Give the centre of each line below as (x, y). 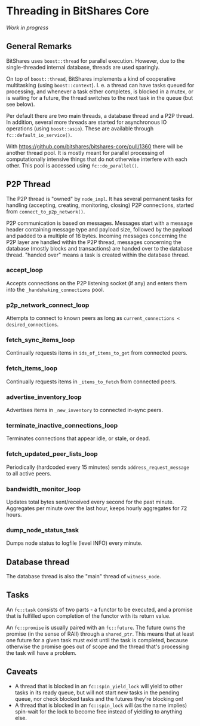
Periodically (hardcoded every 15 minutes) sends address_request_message (98, 467)
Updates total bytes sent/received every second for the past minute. (90, 502)
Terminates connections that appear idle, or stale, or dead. (78, 438)
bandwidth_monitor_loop (44, 489)
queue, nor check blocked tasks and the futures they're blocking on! (99, 698)
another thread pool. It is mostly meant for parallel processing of (85, 152)
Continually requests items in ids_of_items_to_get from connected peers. (97, 353)
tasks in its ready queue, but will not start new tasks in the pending (97, 693)
